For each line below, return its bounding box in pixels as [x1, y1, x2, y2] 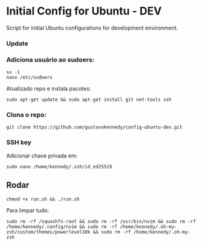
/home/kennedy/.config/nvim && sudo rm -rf [6, 223, 118, 230]
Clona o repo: [6, 110, 47, 119]
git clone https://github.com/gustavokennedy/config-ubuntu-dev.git [6, 124, 183, 130]
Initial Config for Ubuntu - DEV [6, 4, 162, 18]
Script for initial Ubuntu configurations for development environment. [6, 24, 178, 31]
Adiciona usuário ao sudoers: [6, 56, 95, 64]
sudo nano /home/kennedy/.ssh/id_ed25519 [6, 164, 112, 170]
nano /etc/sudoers [6, 74, 53, 81]
